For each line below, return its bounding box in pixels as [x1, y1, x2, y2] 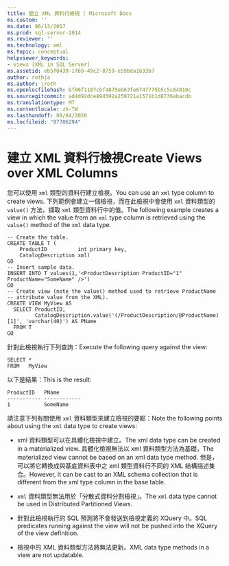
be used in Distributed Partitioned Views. [16, 500, 133, 508]
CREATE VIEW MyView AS [7, 300, 72, 307]
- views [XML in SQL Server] [7, 61, 91, 68]
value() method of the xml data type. [7, 221, 112, 229]
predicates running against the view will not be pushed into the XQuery [16, 522, 218, 530]
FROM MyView [7, 363, 48, 370]
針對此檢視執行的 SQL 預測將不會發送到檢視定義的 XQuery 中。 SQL [16, 514, 208, 522]
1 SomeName [7, 401, 69, 408]
